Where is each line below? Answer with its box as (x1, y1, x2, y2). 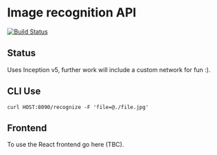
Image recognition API (7, 5, 137, 21)
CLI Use (7, 86, 41, 97)
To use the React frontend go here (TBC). (7, 141, 124, 149)
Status (7, 47, 36, 59)
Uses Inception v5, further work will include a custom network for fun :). (7, 65, 211, 73)
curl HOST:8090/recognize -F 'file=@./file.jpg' (7, 104, 149, 110)
